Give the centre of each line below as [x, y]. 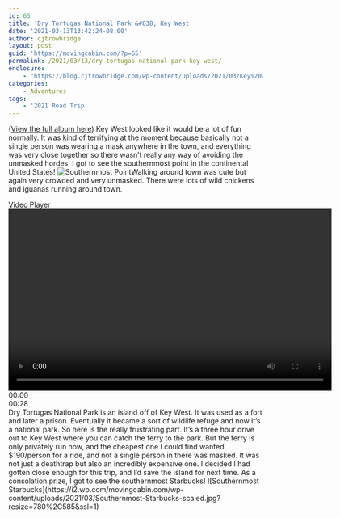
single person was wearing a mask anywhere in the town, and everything [130, 146]
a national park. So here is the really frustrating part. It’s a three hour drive [131, 430]
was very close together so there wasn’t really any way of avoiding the [126, 155]
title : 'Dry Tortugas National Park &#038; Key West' [101, 23]
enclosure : [27, 69]
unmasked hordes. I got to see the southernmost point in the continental [128, 163]
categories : [28, 83]
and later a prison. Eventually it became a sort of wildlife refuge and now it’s [134, 421]
